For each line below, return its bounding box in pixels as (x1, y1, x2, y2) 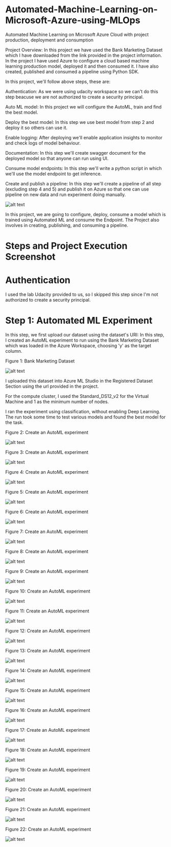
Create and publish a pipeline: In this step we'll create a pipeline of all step (5, 180, 162, 186)
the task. (5, 419, 24, 426)
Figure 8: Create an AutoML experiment (5, 548, 88, 554)
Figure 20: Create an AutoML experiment (5, 787, 91, 792)
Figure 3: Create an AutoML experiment (5, 449, 88, 455)
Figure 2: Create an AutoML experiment (5, 429, 88, 435)
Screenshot (5, 251, 56, 263)
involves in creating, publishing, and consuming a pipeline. (5, 222, 129, 228)
